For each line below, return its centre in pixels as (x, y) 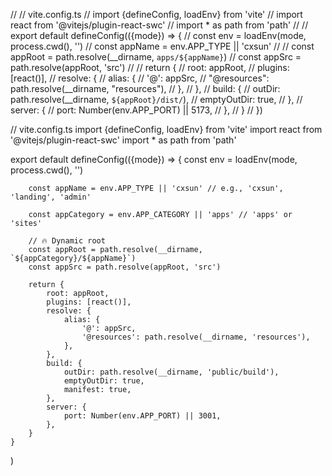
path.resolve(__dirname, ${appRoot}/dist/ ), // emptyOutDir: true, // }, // (156, 99)
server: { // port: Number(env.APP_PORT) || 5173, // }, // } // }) (136, 110)
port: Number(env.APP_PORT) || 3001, (142, 416)
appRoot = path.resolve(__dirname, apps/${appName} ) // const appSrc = (156, 57)
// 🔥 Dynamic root (67, 241)
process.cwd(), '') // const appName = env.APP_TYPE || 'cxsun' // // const (162, 46)
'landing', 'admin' (51, 197)
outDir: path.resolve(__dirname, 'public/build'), (171, 372)
